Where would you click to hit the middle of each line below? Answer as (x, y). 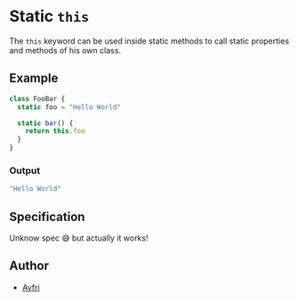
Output (25, 170)
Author (29, 266)
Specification (47, 216)
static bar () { (45, 123)
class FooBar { (37, 99)
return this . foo (56, 131)
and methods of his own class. (65, 50)
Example (34, 79)
